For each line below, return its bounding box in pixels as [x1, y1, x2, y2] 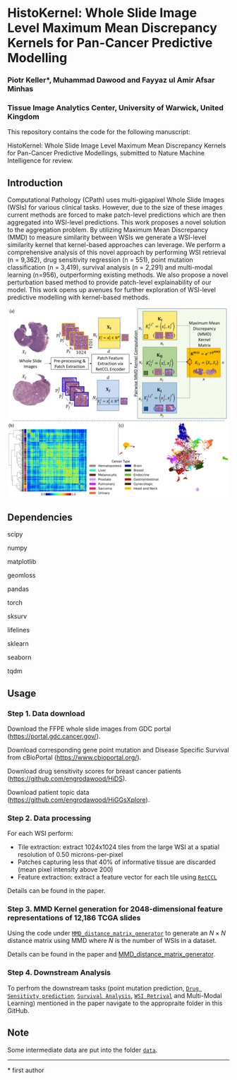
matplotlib [7, 558, 37, 566]
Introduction [7, 176, 63, 188]
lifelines [7, 626, 30, 635]
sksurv [7, 612, 28, 620]
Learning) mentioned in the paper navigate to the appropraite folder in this [7, 999, 223, 1007]
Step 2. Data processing [7, 813, 92, 823]
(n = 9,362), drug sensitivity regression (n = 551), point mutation [7, 256, 194, 264]
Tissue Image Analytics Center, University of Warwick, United [7, 103, 224, 113]
